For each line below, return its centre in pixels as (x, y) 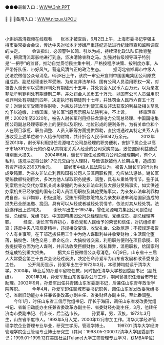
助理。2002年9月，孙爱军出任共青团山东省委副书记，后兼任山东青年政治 (78, 283)
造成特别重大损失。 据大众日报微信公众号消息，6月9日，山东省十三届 (83, 252)
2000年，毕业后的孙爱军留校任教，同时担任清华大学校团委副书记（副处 (85, 271)
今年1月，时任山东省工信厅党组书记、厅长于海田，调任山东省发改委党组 (85, 301)
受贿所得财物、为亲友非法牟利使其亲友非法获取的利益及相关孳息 (95, 106)
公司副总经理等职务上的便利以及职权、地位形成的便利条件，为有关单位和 (82, 124)
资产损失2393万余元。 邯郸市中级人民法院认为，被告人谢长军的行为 (81, 167)
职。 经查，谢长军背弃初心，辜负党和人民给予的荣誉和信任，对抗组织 (78, 222)
